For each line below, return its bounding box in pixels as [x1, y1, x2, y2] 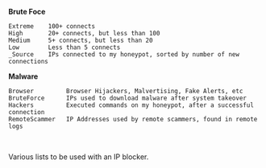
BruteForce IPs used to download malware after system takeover [8, 94, 247, 102]
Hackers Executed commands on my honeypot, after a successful [8, 101, 254, 109]
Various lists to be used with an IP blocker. [8, 152, 149, 162]
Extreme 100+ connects [8, 23, 95, 31]
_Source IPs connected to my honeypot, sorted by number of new [8, 51, 240, 59]
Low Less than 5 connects [8, 43, 121, 51]
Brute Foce [8, 7, 46, 16]
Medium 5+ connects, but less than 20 [8, 36, 153, 44]
